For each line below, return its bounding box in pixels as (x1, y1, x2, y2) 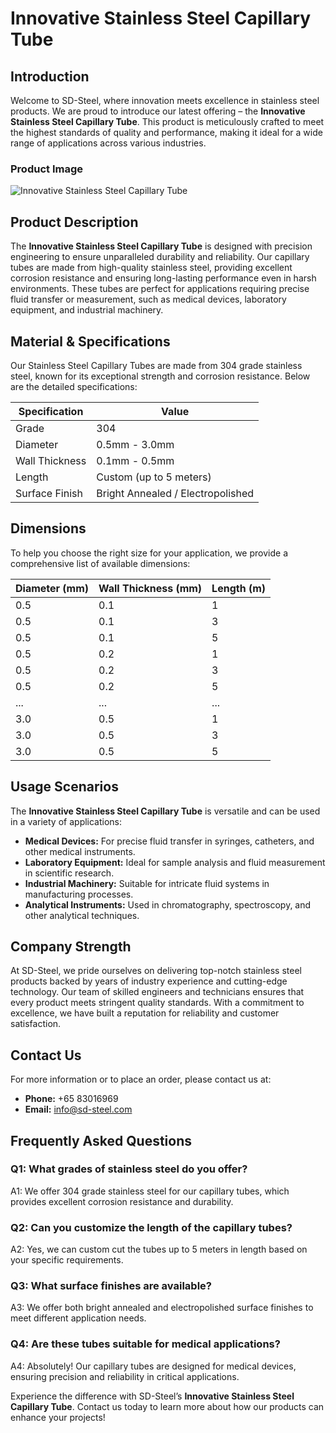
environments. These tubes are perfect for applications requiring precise (10, 283, 310, 295)
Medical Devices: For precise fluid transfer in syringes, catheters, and (24, 835, 315, 847)
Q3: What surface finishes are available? (10, 1279, 212, 1293)
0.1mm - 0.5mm (96, 453, 175, 467)
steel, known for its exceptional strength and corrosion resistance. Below (10, 370, 311, 382)
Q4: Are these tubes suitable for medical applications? (10, 1337, 281, 1351)
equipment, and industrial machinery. (10, 304, 164, 316)
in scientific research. (24, 867, 115, 879)
